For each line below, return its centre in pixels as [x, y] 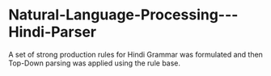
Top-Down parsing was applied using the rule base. [94, 63]
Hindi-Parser [53, 32]
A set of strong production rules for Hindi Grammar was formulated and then [135, 54]
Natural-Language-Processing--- [123, 15]
